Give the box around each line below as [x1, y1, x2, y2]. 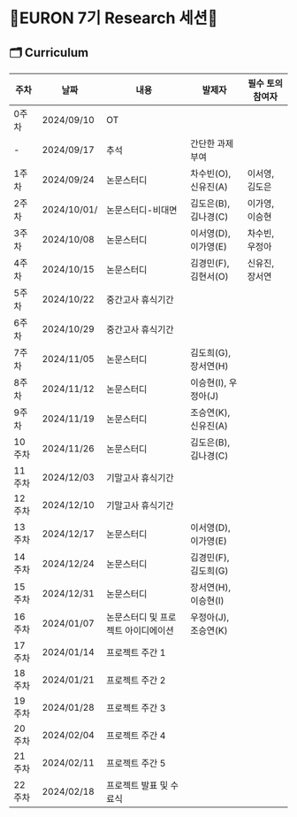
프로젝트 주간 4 [105, 729, 166, 742]
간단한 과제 [189, 138, 234, 150]
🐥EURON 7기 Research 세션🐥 [9, 8, 218, 28]
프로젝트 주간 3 [105, 702, 166, 713]
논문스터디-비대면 [105, 204, 178, 216]
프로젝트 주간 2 [105, 674, 166, 686]
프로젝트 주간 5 [105, 758, 166, 769]
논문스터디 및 [105, 612, 158, 623]
